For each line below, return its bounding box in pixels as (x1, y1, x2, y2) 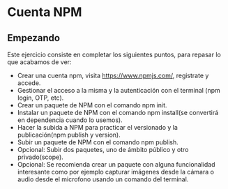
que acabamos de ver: (7, 58, 72, 66)
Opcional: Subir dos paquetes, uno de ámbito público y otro (17, 146, 189, 153)
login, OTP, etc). (17, 93, 64, 102)
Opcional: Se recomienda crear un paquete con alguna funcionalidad (17, 160, 215, 168)
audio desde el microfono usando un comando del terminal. (17, 175, 189, 183)
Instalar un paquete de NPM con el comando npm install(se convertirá (17, 109, 219, 116)
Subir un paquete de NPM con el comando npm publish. (17, 138, 179, 146)
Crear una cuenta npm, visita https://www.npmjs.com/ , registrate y (17, 71, 209, 80)
